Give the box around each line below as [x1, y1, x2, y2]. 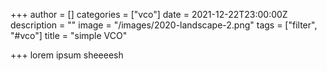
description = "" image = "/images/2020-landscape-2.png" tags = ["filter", [10, 19, 318, 31]
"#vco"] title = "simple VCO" [10, 30, 128, 41]
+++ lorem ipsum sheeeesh [10, 49, 124, 61]
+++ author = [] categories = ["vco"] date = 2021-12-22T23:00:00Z [10, 9, 288, 20]
